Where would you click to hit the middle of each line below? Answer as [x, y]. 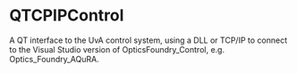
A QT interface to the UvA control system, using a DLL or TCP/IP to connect [148, 40]
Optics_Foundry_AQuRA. [55, 59]
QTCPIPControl [67, 16]
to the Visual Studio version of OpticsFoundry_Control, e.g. [117, 49]
